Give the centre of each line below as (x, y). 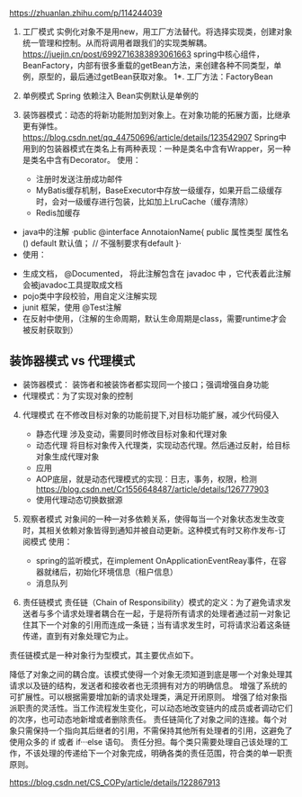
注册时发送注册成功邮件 (79, 179)
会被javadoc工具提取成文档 (72, 285)
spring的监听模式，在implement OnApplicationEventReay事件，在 (157, 560)
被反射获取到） (50, 330)
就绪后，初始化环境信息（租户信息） (111, 572)
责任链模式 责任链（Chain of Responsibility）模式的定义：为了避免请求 (153, 602)
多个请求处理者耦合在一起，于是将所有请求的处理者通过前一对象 (164, 613)
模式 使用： (51, 541)
